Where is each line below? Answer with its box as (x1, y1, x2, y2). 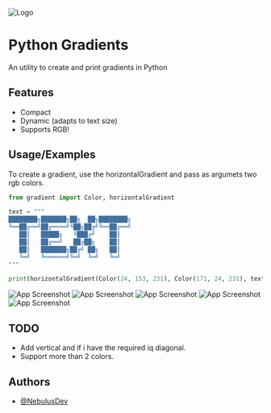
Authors (8, 375, 51, 389)
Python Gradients (8, 36, 129, 54)
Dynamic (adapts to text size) (19, 115, 119, 125)
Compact (19, 107, 51, 117)
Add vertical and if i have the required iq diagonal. (19, 343, 186, 353)
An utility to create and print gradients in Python (8, 62, 168, 72)
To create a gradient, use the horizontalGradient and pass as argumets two (8, 169, 257, 179)
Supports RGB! (19, 124, 70, 134)
